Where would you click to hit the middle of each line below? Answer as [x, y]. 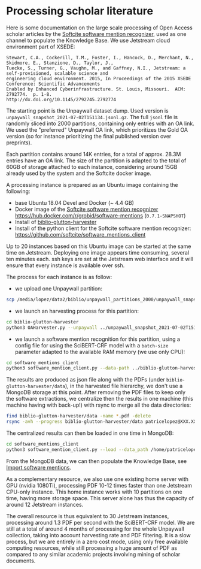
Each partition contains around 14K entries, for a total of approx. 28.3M [94, 154]
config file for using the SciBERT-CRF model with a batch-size [92, 345]
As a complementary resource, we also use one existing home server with [98, 479]
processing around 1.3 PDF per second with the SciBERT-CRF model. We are [100, 522]
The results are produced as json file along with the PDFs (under [86, 380]
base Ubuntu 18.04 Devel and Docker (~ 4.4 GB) [74, 202]
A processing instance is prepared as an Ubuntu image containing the [92, 184]
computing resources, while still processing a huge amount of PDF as [92, 548]
